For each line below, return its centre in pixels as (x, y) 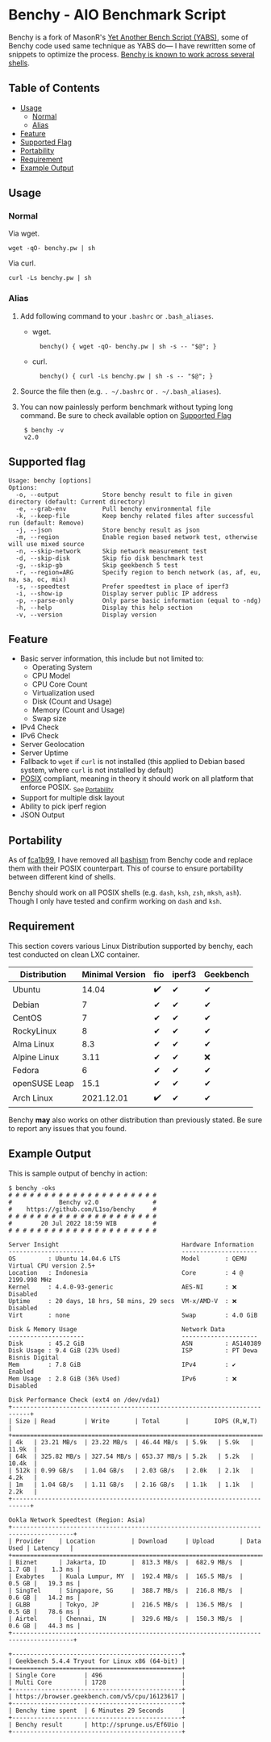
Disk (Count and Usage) (72, 702)
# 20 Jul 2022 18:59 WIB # (83, 1223)
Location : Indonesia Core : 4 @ (126, 1272)
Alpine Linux (36, 1057)
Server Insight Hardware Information (131, 1244)
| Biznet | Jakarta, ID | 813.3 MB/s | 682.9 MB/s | (126, 1562)
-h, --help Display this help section (104, 608)
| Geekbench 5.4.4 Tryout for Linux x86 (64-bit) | (97, 1661)
